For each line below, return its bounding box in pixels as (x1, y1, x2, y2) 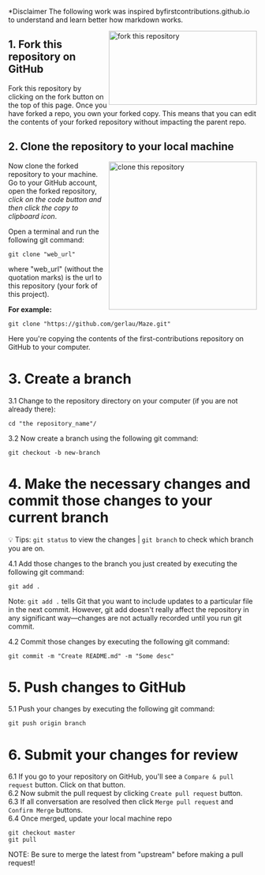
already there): (8, 404, 57, 414)
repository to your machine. (8, 169, 99, 178)
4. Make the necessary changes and (8, 475, 251, 493)
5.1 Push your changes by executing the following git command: (8, 704, 215, 714)
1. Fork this (8, 38, 63, 51)
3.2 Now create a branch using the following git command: (8, 434, 199, 443)
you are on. (8, 543, 45, 553)
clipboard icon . (8, 211, 58, 220)
